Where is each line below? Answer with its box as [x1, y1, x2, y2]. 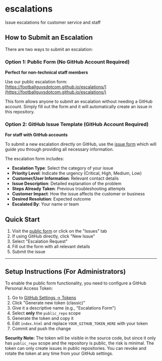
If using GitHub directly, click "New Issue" [12, 234, 95, 239]
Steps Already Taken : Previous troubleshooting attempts [12, 186, 125, 192]
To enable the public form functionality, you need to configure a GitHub [5, 280, 147, 286]
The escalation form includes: [5, 156, 64, 162]
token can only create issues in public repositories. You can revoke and [5, 345, 147, 351]
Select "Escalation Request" [12, 238, 68, 244]
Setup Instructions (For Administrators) [5, 267, 126, 276]
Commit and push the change [12, 326, 71, 331]
